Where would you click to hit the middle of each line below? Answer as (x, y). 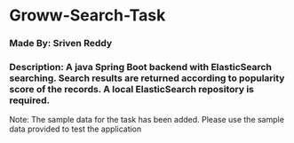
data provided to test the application (75, 129)
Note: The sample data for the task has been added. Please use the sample (147, 120)
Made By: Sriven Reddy (61, 44)
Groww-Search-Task (87, 16)
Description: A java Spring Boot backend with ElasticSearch (141, 68)
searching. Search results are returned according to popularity (147, 78)
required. (30, 100)
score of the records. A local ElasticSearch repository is (132, 90)
